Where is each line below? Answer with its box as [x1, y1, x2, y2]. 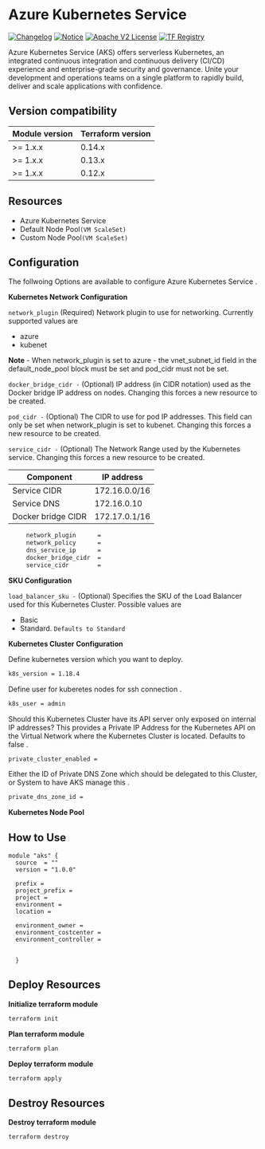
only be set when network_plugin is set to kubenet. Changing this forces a [8, 420, 251, 430]
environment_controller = [15, 935, 102, 944]
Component [26, 472, 73, 483]
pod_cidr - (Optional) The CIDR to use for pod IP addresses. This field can [8, 412, 252, 422]
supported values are [8, 317, 78, 326]
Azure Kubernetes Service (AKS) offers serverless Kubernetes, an [8, 47, 224, 57]
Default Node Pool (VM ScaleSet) [19, 224, 127, 234]
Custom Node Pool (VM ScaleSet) [19, 233, 129, 242]
